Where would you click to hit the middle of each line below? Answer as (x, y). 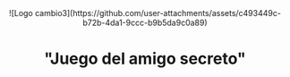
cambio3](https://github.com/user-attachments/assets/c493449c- (158, 13)
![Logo (21, 13)
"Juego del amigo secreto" (145, 59)
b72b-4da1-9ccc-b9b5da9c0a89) (145, 22)
